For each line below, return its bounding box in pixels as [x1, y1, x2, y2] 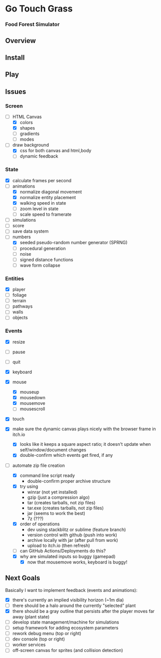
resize [12, 339, 25, 345]
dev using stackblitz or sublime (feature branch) [27, 526, 126, 532]
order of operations [19, 521, 60, 527]
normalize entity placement [19, 194, 76, 200]
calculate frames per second [12, 177, 72, 183]
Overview [5, 36, 36, 45]
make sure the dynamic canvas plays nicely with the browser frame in [12, 426, 156, 432]
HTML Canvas [12, 114, 42, 120]
